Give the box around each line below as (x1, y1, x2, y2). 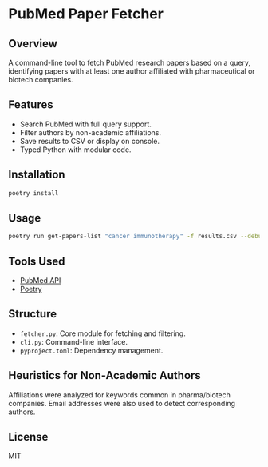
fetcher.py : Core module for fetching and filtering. (19, 329, 186, 338)
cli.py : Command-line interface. (19, 337, 128, 346)
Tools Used (8, 254, 65, 268)
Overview (8, 37, 58, 50)
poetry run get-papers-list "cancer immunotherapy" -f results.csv (8, 233, 238, 241)
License (8, 430, 49, 444)
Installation (8, 168, 65, 182)
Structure (8, 307, 57, 321)
